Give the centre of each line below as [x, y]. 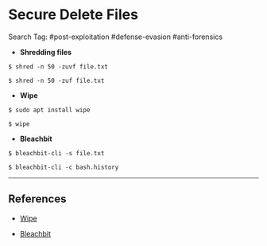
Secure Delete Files [74, 15]
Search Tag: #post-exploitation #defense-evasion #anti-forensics [116, 37]
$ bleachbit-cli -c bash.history [64, 167]
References [37, 199]
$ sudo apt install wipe [49, 110]
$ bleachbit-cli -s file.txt [56, 153]
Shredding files [46, 52]
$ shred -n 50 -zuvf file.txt [58, 66]
